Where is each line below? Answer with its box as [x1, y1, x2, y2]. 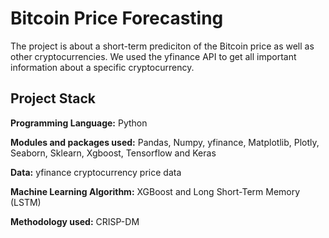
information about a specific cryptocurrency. [10, 61, 195, 73]
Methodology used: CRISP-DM [10, 215, 140, 227]
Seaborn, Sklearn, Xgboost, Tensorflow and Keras [10, 147, 217, 159]
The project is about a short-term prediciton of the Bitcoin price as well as [10, 40, 315, 52]
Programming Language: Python [10, 117, 148, 129]
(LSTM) [10, 196, 42, 208]
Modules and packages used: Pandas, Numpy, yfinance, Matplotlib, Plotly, [10, 136, 320, 148]
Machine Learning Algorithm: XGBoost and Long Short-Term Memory [10, 185, 301, 197]
